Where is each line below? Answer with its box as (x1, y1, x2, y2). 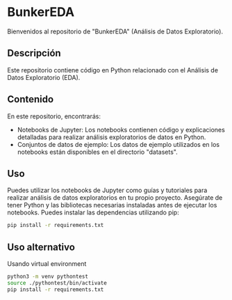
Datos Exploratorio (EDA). (7, 73, 81, 81)
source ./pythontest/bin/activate (7, 279, 108, 286)
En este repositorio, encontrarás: (7, 112, 101, 120)
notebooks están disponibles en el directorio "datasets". (17, 148, 179, 156)
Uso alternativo (7, 241, 75, 253)
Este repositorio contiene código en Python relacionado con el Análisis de (7, 65, 219, 74)
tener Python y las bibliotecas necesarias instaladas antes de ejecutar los (7, 201, 217, 210)
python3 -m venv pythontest (7, 273, 89, 281)
